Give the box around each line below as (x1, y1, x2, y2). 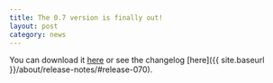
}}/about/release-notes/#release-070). (9, 64, 153, 75)
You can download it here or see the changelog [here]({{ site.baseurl (9, 55, 265, 66)
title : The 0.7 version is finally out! (9, 13, 164, 23)
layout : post (9, 22, 59, 31)
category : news (9, 30, 67, 39)
